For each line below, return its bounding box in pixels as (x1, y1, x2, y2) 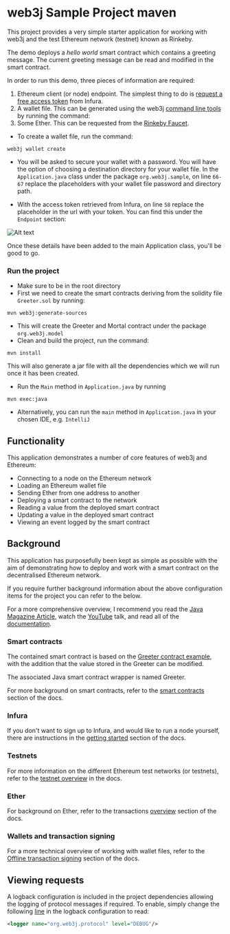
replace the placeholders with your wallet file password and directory (25, 179, 221, 187)
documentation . (7, 619, 52, 627)
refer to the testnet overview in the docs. (7, 774, 122, 782)
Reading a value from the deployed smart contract (16, 504, 160, 512)
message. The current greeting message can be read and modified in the (7, 55, 214, 63)
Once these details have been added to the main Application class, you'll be (7, 241, 222, 249)
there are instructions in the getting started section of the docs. (7, 734, 187, 742)
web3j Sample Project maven (7, 5, 177, 21)
